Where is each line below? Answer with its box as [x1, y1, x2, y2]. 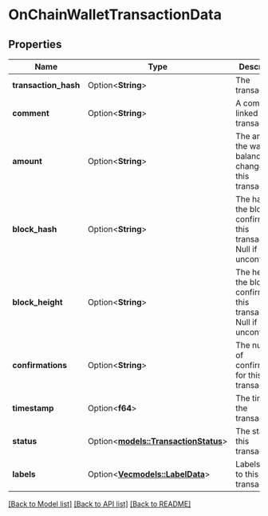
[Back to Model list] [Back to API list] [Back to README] [8, 499, 191, 509]
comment [12, 108, 49, 118]
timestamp [12, 402, 54, 414]
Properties [8, 38, 62, 51]
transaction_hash [12, 80, 81, 90]
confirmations [12, 360, 68, 370]
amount [12, 156, 42, 166]
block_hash [12, 224, 57, 234]
